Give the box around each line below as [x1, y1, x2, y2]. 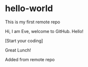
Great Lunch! [5, 47, 31, 53]
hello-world [5, 3, 53, 14]
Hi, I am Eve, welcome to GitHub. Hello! [5, 28, 84, 34]
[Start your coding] [5, 37, 43, 44]
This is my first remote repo [5, 19, 60, 25]
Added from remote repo [5, 56, 55, 62]
